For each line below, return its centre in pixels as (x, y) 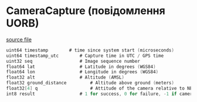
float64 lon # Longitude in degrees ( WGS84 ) (82, 72)
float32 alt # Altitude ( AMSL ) (65, 77)
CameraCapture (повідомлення (86, 11)
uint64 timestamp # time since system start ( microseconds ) (90, 50)
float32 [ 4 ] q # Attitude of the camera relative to (95, 89)
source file (19, 39)
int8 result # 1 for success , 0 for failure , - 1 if (91, 94)
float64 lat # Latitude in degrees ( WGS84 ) (81, 67)
